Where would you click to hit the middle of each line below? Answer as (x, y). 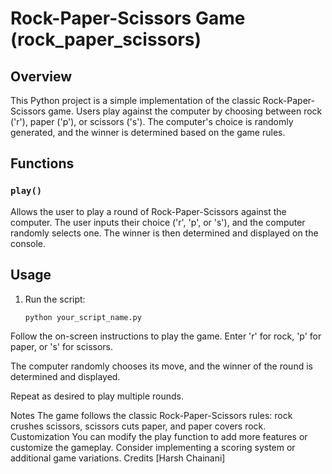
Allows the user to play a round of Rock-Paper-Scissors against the (148, 211)
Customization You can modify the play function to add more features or (159, 437)
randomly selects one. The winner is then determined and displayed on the (164, 233)
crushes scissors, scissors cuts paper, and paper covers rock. (138, 426)
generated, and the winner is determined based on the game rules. (148, 132)
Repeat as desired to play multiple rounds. (97, 396)
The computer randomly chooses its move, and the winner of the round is (161, 366)
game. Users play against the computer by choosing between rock (185, 111)
